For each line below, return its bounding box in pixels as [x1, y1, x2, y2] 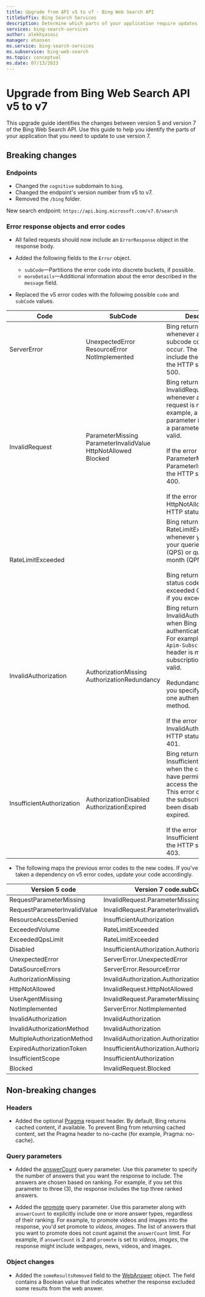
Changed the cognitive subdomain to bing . [15, 182, 124, 190]
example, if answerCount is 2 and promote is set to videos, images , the [15, 1236, 189, 1243]
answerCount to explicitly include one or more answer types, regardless [15, 1210, 193, 1218]
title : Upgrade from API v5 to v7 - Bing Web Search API [6, 9, 154, 15]
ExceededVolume [9, 925, 60, 934]
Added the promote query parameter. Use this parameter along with [15, 1204, 186, 1211]
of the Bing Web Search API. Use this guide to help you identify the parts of [6, 126, 196, 133]
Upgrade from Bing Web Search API [6, 86, 190, 100]
